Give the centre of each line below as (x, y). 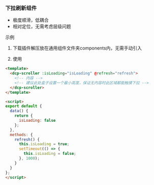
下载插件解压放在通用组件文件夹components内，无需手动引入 (77, 48)
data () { (19, 111)
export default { (24, 106)
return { (24, 116)
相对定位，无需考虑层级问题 (42, 27)
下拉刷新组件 (21, 8)
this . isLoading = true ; (44, 144)
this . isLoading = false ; (50, 154)
